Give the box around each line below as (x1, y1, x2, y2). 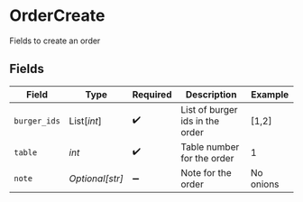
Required (132, 87, 172, 100)
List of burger (179, 103, 238, 115)
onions (250, 178, 280, 190)
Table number (179, 141, 240, 153)
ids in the (179, 115, 220, 127)
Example (251, 87, 289, 100)
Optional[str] (69, 172, 124, 185)
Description (185, 87, 237, 100)
